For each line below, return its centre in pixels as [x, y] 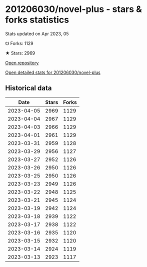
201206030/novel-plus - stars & [74, 9]
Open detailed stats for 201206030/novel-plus [53, 72]
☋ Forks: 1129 [19, 43]
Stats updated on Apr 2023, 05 [37, 33]
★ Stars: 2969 [20, 53]
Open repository [22, 62]
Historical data [28, 88]
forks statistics [37, 20]
